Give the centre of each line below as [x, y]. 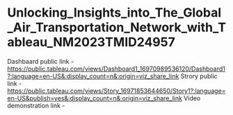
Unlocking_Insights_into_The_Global [114, 13]
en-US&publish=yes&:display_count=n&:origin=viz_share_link [95, 98]
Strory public [199, 76]
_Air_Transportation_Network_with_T [117, 27]
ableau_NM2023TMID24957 [91, 42]
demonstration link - [36, 105]
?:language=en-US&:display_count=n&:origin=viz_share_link [93, 76]
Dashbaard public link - [41, 61]
